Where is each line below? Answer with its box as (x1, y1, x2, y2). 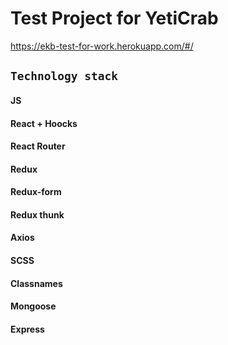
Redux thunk (10, 208, 65, 221)
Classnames (10, 277, 63, 289)
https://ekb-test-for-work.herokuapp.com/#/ (10, 40, 194, 52)
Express (10, 323, 45, 335)
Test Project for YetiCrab (10, 7, 219, 30)
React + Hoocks (10, 117, 78, 129)
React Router (10, 140, 66, 152)
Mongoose (10, 300, 57, 312)
